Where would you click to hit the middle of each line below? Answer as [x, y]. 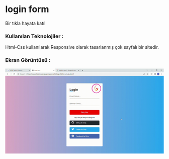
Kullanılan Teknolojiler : [34, 36]
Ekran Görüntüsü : [28, 60]
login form [27, 9]
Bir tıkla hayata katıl [25, 23]
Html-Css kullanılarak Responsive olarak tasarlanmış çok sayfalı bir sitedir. [82, 47]
